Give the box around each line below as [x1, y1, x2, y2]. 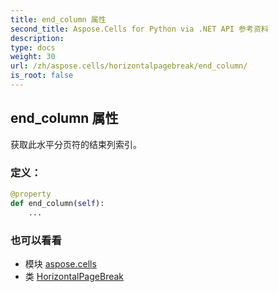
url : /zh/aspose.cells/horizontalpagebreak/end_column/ [10, 61, 248, 71]
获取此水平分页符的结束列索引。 [10, 138, 142, 150]
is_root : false [10, 71, 74, 81]
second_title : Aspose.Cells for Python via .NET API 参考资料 [10, 24, 269, 34]
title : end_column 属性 [10, 14, 107, 25]
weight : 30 [10, 52, 56, 62]
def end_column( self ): [10, 198, 105, 208]
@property [10, 189, 52, 199]
